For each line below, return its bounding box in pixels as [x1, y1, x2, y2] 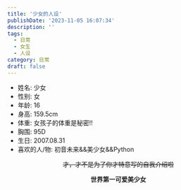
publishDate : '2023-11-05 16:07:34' [7, 17, 115, 24]
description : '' [7, 23, 55, 30]
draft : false [7, 63, 46, 70]
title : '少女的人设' [7, 10, 62, 18]
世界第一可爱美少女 [90, 174, 146, 184]
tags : [7, 30, 23, 37]
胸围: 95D [17, 127, 46, 136]
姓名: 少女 [17, 83, 46, 92]
